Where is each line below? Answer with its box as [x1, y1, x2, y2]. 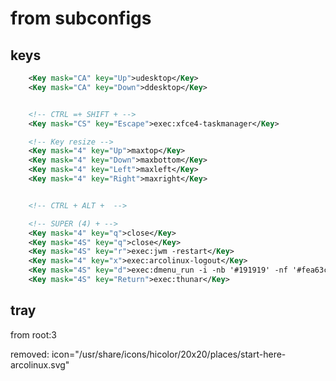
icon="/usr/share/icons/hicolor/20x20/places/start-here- [51, 348, 287, 360]
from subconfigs [10, 7, 152, 30]
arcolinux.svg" [10, 358, 70, 371]
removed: [10, 348, 50, 360]
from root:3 [10, 328, 57, 341]
